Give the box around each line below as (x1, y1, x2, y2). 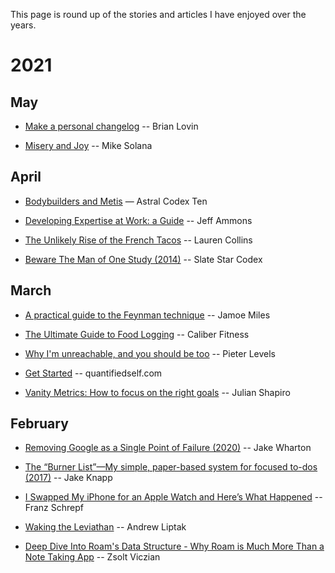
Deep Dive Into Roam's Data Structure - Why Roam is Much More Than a (24, 540, 325, 553)
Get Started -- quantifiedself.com (24, 367, 163, 379)
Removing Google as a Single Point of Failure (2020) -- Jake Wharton (24, 442, 312, 454)
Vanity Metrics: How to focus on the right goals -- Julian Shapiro (24, 386, 291, 398)
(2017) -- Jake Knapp (24, 472, 113, 484)
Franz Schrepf (24, 502, 84, 514)
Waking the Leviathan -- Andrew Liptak (24, 521, 187, 533)
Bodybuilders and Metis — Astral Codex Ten (24, 195, 208, 207)
